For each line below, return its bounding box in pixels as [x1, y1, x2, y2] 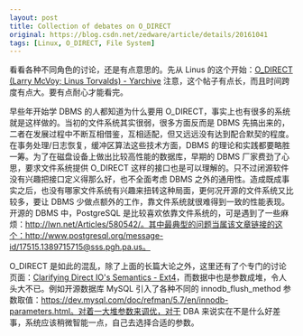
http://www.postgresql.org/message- [24, 230, 164, 241]
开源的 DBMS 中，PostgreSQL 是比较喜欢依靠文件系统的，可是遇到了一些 [9, 208, 281, 219]
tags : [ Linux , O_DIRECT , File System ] [9, 38, 155, 48]
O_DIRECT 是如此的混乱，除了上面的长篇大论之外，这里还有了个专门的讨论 [9, 261, 287, 272]
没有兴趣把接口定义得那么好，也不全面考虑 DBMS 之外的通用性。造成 [9, 173, 266, 185]
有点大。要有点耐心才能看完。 [16, 87, 128, 98]
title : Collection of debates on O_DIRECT [9, 22, 171, 31]
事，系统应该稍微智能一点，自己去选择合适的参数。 [9, 317, 199, 328]
